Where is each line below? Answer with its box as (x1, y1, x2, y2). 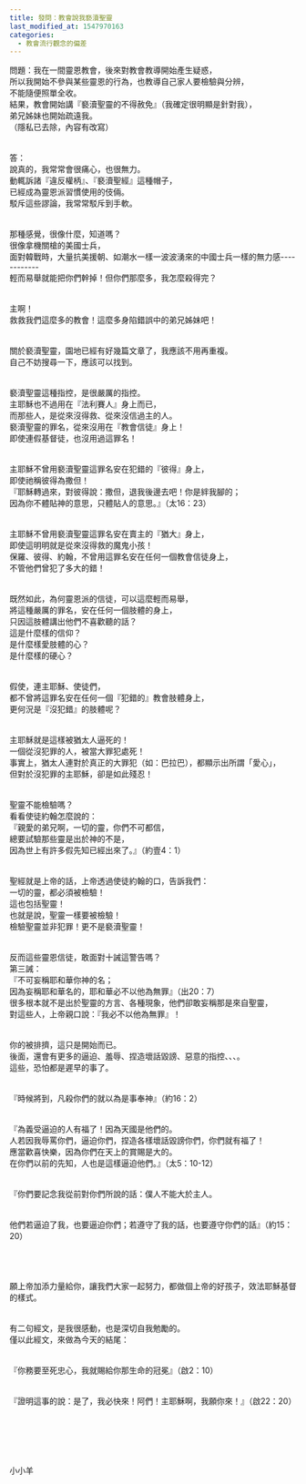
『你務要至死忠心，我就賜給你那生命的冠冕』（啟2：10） (9, 1365, 219, 1376)
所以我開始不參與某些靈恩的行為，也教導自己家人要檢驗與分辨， (9, 76, 249, 87)
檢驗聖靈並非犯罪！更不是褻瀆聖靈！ (9, 921, 146, 932)
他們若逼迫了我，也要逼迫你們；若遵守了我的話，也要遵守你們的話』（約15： (9, 1219, 293, 1230)
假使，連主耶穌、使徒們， (9, 681, 106, 692)
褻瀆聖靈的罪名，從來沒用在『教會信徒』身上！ (9, 422, 185, 432)
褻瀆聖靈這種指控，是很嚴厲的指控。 (9, 388, 146, 399)
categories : (9, 30, 55, 39)
